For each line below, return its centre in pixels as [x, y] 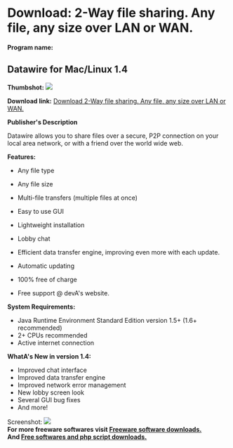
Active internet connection [56, 343]
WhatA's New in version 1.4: [49, 356]
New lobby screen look [51, 392]
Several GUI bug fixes [49, 399]
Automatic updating [46, 266]
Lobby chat [34, 238]
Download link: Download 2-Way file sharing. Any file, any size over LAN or [116, 101]
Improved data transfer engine [61, 377]
